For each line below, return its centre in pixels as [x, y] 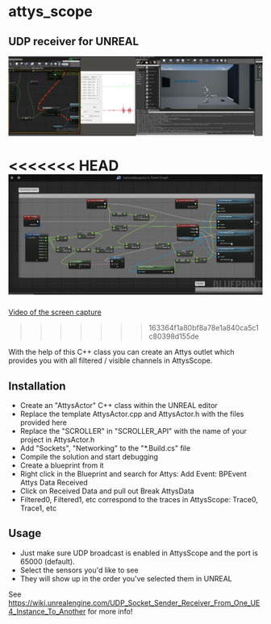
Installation [37, 386]
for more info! [110, 611]
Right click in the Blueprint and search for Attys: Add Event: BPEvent [133, 473]
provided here [43, 422]
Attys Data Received [54, 482]
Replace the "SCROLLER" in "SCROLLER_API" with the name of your [133, 431]
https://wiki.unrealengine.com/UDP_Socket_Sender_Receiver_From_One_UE [134, 602]
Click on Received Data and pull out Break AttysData [107, 491]
